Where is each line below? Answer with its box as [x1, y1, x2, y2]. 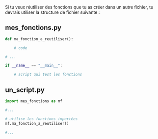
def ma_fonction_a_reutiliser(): [5, 36, 74, 41]
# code [14, 45, 27, 51]
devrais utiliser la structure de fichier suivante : [5, 9, 100, 15]
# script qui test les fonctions [14, 72, 82, 77]
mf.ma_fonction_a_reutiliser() [5, 121, 69, 126]
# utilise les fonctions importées [5, 116, 78, 121]
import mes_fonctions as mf [5, 99, 63, 104]
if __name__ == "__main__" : [5, 63, 63, 68]
